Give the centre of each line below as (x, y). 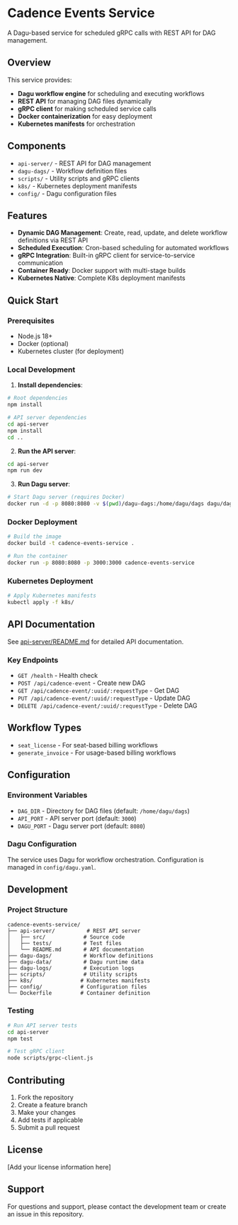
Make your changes (46, 1113)
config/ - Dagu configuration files (67, 193)
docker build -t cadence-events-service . (71, 544)
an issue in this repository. (46, 1214)
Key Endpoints (33, 660)
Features (27, 216)
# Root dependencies (38, 398)
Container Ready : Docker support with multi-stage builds (102, 271)
